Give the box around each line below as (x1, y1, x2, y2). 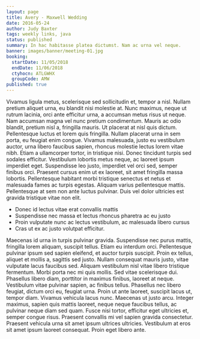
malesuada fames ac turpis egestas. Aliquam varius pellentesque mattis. (6, 181, 186, 188)
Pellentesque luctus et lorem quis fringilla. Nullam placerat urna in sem (6, 130, 181, 137)
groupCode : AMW (11, 76, 50, 82)
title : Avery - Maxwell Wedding (6, 14, 87, 20)
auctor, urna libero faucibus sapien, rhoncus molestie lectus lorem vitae (6, 143, 183, 150)
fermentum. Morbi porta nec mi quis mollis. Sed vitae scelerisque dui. (6, 269, 178, 276)
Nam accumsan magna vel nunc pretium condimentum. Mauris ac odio (6, 117, 181, 124)
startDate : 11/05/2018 (11, 59, 68, 65)
